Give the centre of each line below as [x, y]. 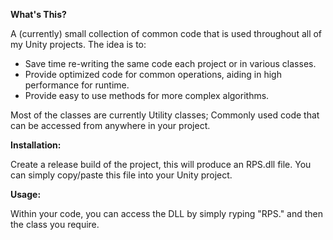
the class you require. [55, 224]
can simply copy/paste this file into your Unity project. [121, 175]
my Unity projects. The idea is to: [78, 44]
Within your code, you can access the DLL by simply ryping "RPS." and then [167, 213]
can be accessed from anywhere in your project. [110, 125]
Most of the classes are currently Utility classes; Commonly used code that [165, 115]
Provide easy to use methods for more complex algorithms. [147, 95]
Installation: [36, 145]
